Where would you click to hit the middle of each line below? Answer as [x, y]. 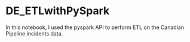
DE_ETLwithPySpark [58, 11]
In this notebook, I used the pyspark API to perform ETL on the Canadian [95, 27]
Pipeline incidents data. [34, 33]
